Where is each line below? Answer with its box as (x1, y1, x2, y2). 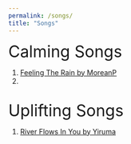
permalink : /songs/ (8, 11, 73, 20)
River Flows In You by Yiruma (19, 126, 117, 136)
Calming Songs (8, 41, 122, 62)
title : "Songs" (8, 19, 59, 27)
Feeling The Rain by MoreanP (19, 67, 117, 77)
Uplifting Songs (8, 100, 124, 121)
